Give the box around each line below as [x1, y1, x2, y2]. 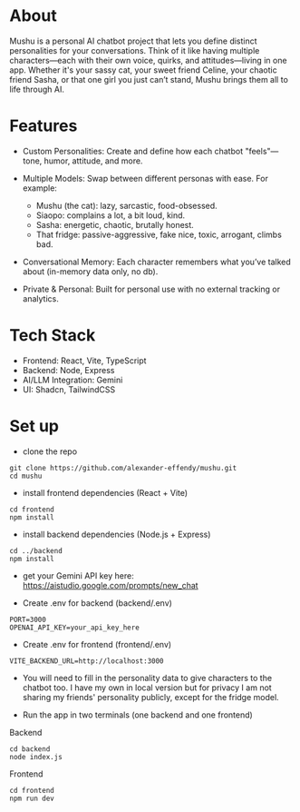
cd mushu [9, 471, 43, 480]
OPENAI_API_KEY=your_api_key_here [9, 623, 140, 632]
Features [9, 115, 78, 136]
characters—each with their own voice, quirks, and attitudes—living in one [9, 54, 287, 65]
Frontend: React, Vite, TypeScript [22, 355, 147, 366]
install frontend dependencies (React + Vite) [22, 487, 189, 498]
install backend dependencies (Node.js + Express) [22, 529, 211, 540]
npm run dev [9, 794, 54, 803]
